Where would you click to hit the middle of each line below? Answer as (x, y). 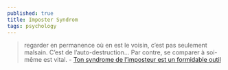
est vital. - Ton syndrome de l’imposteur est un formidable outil (132, 60)
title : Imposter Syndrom (43, 20)
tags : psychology (32, 26)
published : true (30, 13)
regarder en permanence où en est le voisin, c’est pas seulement (115, 46)
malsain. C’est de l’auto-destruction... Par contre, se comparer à (114, 52)
